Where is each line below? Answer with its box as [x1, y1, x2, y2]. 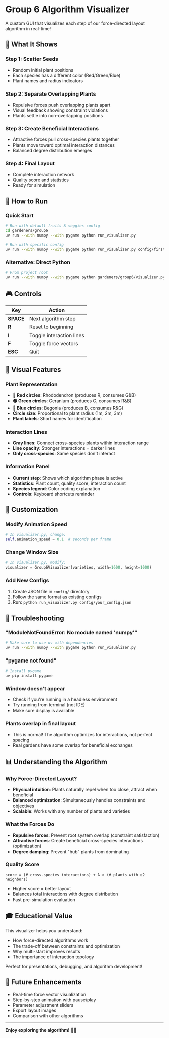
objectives [12, 803, 34, 809]
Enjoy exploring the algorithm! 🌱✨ [5, 1027, 77, 1033]
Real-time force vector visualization [12, 992, 87, 998]
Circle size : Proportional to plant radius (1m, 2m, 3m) [12, 410, 122, 416]
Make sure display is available [12, 707, 75, 714]
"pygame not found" [5, 657, 57, 664]
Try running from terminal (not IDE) [12, 702, 86, 708]
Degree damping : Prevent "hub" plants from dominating [12, 848, 129, 855]
